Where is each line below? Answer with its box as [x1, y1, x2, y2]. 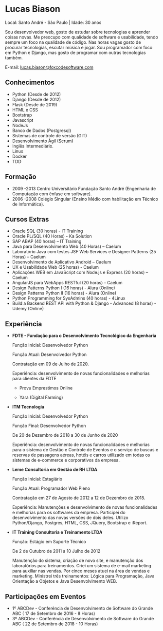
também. [5, 55, 23, 60]
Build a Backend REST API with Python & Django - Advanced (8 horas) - [12, 300, 157, 306]
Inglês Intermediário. [12, 143, 54, 149]
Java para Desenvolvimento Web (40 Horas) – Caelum [12, 243, 121, 249]
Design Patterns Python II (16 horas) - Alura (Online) [12, 290, 117, 296]
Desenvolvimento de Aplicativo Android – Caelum [12, 259, 111, 265]
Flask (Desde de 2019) [12, 101, 57, 108]
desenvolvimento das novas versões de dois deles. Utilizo [12, 515, 128, 520]
